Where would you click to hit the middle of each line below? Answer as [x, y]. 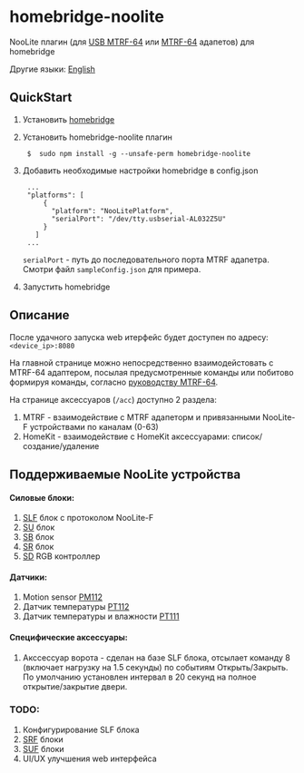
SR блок [38, 547]
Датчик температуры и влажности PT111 [101, 616]
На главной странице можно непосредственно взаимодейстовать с [142, 362]
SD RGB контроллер [61, 556]
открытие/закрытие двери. [75, 686]
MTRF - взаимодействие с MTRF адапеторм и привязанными [142, 417]
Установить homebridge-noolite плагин [97, 137]
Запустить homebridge [66, 287]
